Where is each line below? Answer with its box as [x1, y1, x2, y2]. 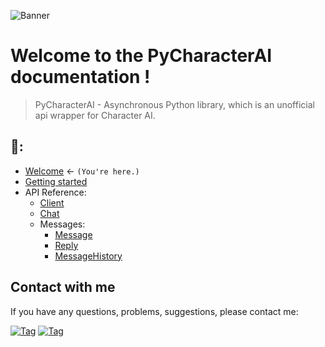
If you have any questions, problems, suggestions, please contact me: [10, 305, 299, 317]
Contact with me [10, 279, 116, 296]
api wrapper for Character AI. [34, 109, 156, 121]
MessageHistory [54, 250, 123, 262]
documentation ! [10, 66, 151, 89]
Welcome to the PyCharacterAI [10, 45, 273, 67]
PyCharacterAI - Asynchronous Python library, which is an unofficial [34, 98, 315, 110]
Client [39, 196, 65, 209]
